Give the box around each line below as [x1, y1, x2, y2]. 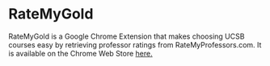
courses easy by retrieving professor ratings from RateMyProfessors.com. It [8, 39, 262, 49]
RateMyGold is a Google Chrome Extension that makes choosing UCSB [8, 31, 245, 41]
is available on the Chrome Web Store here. [8, 48, 154, 58]
